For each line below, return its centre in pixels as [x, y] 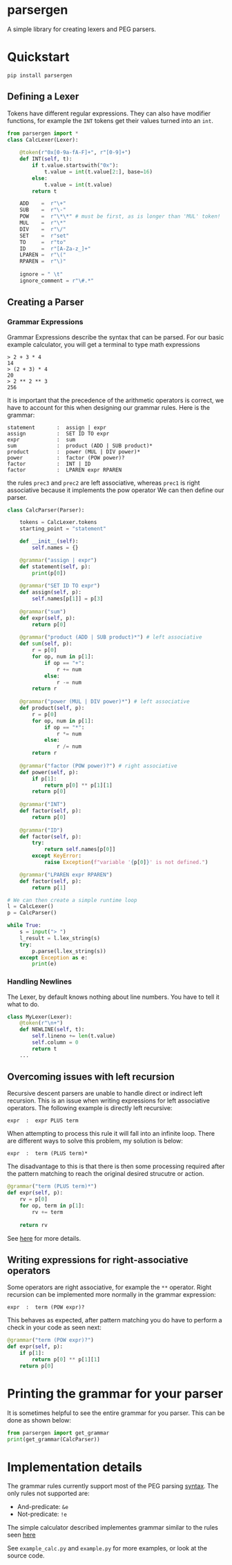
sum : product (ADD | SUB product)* [80, 446]
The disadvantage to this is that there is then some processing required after [116, 1166]
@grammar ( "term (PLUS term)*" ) [52, 1187]
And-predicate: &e [43, 1507]
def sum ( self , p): [46, 644]
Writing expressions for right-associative [98, 1260]
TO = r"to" [43, 242]
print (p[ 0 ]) [49, 573]
